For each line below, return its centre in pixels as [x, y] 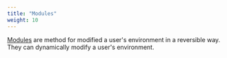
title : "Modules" [32, 13]
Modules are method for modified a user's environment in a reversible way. [114, 39]
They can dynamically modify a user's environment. [81, 47]
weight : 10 [23, 20]
